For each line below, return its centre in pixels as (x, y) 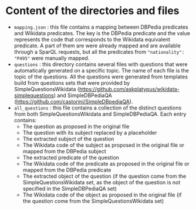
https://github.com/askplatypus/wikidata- (129, 89)
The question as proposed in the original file (76, 126)
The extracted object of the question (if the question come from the (104, 176)
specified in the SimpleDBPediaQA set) (70, 188)
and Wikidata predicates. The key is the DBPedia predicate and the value (102, 33)
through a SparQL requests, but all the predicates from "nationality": (99, 51)
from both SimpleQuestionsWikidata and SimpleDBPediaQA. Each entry (100, 114)
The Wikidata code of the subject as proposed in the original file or (104, 145)
